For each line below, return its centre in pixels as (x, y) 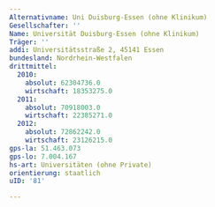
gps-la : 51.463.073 (45, 148)
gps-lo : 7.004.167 (43, 156)
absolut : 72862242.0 (63, 132)
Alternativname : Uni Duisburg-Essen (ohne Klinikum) (108, 17)
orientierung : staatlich (55, 173)
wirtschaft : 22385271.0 (69, 115)
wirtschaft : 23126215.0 (69, 140)
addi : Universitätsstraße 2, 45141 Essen (87, 50)
